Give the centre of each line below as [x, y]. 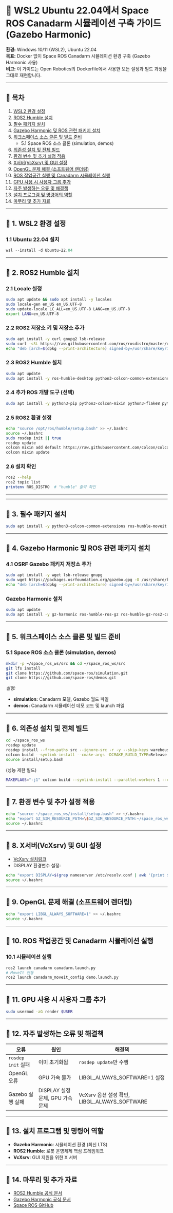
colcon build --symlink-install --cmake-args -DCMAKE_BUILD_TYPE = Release [86, 755]
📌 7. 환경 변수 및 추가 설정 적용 [51, 802]
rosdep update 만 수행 [103, 1062]
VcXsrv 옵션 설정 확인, [104, 1095]
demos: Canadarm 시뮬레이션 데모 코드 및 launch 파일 [69, 706]
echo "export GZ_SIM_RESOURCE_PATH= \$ [47, 819]
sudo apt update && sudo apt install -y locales [59, 300]
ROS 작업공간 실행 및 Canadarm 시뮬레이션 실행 [62, 175]
